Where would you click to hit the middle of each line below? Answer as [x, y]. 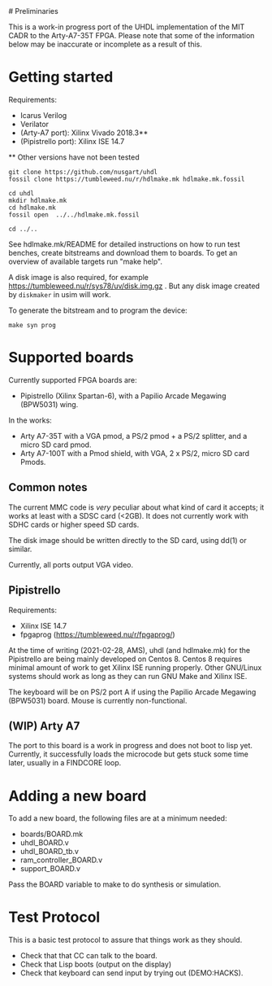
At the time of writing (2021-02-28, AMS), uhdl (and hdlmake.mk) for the [129, 650]
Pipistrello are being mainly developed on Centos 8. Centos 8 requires [125, 659]
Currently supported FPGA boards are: [73, 379]
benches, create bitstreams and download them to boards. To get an [123, 252]
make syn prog [32, 325]
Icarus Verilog [43, 115]
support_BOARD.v [50, 869]
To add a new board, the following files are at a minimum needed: [118, 818]
